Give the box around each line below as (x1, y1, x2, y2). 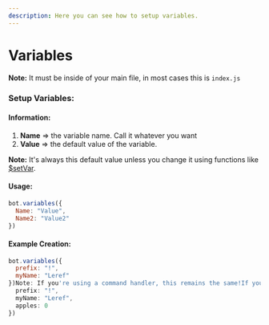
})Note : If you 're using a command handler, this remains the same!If (8, 279, 249, 287)
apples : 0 (15, 302, 48, 310)
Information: (8, 113, 51, 123)
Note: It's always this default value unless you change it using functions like (8, 154, 259, 165)
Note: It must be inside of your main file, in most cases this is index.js (8, 73, 241, 83)
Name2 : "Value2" (15, 214, 70, 222)
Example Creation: (8, 238, 71, 249)
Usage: (8, 181, 34, 191)
